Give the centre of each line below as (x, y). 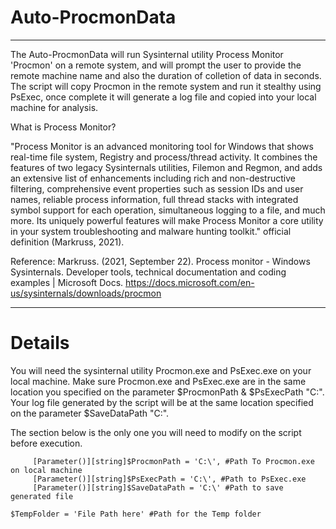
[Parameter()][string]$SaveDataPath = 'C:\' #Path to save (158, 487)
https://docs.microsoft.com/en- (190, 282)
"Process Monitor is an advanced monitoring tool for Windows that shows (162, 146)
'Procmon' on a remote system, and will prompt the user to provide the (156, 65)
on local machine (46, 470)
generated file (42, 496)
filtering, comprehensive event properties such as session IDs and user (157, 188)
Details (40, 343)
